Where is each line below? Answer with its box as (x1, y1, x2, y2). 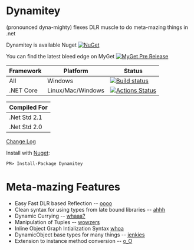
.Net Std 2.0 (9, 123, 42, 131)
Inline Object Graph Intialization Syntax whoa (14, 225, 124, 232)
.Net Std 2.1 (9, 113, 42, 121)
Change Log (6, 137, 37, 145)
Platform (63, 67, 88, 75)
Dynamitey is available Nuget (6, 41, 77, 48)
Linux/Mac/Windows (47, 86, 105, 94)
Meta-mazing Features (6, 180, 121, 194)
